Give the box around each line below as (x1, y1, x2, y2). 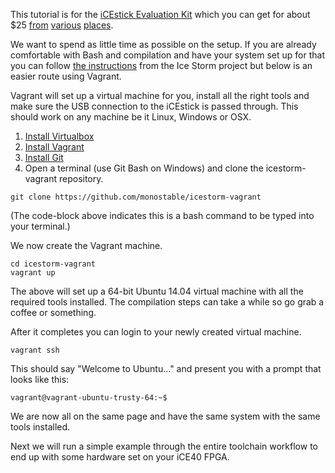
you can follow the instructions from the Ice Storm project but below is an (10, 60, 313, 71)
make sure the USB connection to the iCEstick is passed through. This (10, 100, 299, 112)
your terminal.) (10, 220, 71, 232)
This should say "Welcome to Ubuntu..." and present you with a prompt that (10, 363, 322, 374)
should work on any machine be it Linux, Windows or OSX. (10, 111, 252, 123)
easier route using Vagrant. (10, 70, 122, 82)
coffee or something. (10, 307, 97, 318)
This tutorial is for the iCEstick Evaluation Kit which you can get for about (10, 9, 311, 20)
